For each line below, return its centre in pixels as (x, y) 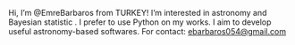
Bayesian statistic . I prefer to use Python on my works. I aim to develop (140, 22)
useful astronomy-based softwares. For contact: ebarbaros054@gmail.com (147, 31)
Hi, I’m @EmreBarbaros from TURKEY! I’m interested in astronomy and (138, 13)
